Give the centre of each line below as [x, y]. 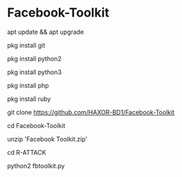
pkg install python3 [35, 72]
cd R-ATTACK [27, 152]
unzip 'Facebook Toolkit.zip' [47, 139]
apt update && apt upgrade [46, 32]
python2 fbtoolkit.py [36, 166]
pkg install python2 [35, 58]
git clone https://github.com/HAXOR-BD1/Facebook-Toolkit [91, 112]
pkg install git [26, 45]
